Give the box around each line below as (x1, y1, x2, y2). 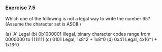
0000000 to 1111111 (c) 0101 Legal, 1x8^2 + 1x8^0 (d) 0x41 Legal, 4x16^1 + (5, 36, 157, 42)
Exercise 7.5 (5, 4, 36, 11)
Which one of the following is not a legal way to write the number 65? (5, 16, 151, 22)
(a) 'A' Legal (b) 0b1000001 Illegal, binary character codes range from (5, 31, 151, 37)
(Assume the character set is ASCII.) (5, 21, 81, 27)
